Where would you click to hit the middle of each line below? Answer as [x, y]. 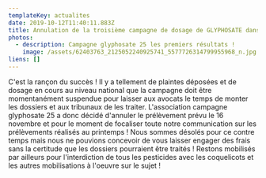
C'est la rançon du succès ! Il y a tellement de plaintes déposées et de [123, 82]
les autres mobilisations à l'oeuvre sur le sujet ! [84, 165]
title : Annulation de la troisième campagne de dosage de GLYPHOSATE [125, 30]
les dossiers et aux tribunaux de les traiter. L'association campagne [118, 106]
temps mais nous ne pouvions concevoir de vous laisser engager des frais [129, 140]
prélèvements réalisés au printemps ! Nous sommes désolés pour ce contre [131, 132]
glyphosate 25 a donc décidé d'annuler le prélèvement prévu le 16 [116, 115]
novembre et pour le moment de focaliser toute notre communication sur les [133, 124]
